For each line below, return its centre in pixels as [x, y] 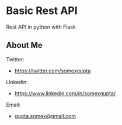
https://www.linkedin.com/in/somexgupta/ [65, 93]
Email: [13, 105]
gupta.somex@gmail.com [45, 116]
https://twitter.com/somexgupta [53, 71]
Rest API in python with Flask [41, 27]
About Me [24, 45]
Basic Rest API [42, 11]
